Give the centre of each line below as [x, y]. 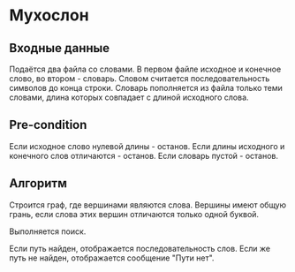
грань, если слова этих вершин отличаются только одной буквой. [134, 214]
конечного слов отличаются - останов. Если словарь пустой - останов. [144, 155]
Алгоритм [38, 183]
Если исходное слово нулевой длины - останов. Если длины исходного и [147, 146]
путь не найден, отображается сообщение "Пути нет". [112, 258]
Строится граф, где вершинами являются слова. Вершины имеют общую [148, 205]
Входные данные [60, 48]
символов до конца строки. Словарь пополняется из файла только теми [146, 88]
